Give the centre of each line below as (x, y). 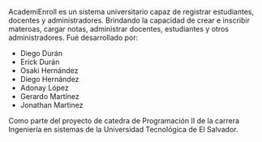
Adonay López (44, 88)
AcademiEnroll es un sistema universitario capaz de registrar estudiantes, (131, 12)
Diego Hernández (49, 79)
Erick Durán (40, 62)
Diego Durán (41, 53)
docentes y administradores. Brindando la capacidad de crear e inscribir (129, 20)
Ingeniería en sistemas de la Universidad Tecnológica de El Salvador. (123, 129)
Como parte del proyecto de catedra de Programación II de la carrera (124, 120)
